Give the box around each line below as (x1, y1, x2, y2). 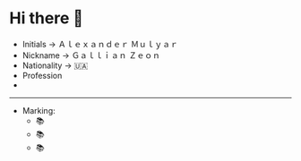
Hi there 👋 (9, 8, 83, 29)
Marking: (21, 105, 56, 115)
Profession (21, 70, 63, 80)
